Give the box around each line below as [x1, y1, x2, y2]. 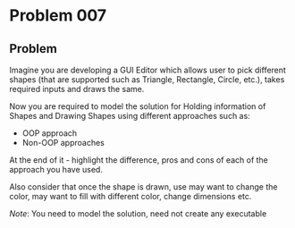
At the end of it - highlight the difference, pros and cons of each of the [9, 155, 268, 165]
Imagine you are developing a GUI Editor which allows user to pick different [9, 64, 286, 75]
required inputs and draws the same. [9, 84, 145, 94]
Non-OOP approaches [21, 138, 105, 148]
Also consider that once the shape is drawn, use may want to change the [9, 182, 278, 192]
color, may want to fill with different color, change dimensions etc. [9, 191, 252, 201]
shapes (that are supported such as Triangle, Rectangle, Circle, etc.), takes [9, 74, 285, 85]
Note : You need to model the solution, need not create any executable [9, 208, 267, 219]
